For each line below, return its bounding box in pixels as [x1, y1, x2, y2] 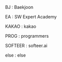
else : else [5, 52, 26, 58]
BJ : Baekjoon [5, 4, 34, 10]
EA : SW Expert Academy [5, 14, 57, 19]
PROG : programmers [5, 33, 49, 39]
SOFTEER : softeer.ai [5, 43, 48, 49]
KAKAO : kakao [5, 23, 36, 29]
